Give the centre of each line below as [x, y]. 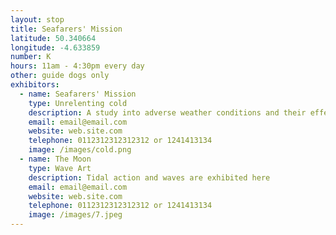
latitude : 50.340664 [53, 38]
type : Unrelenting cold [78, 103]
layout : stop [37, 19]
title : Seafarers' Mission [66, 29]
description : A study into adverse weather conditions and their [167, 112]
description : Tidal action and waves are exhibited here [149, 177]
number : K [31, 57]
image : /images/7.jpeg [75, 215]
